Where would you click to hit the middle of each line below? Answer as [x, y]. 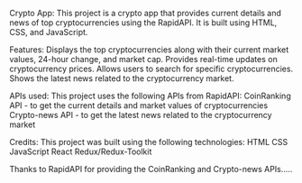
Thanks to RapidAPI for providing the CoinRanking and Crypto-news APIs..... [151, 169]
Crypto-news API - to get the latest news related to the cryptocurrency [141, 115]
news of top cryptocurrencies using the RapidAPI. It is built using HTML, [143, 23]
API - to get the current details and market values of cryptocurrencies [139, 105]
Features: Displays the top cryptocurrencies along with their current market [149, 50]
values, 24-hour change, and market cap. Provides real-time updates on [143, 59]
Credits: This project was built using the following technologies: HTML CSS [149, 142]
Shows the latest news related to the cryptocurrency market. [122, 78]
